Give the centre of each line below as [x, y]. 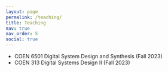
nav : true [18, 28]
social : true [22, 39]
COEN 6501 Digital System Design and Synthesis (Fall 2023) [88, 56]
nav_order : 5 [22, 34]
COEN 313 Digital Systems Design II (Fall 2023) [72, 62]
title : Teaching [26, 23]
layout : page [22, 12]
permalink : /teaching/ [34, 17]
